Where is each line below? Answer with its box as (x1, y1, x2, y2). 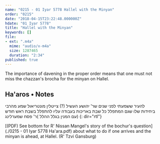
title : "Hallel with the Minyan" (5, 25, 73, 30)
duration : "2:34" (9, 52, 45, 58)
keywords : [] (5, 30, 32, 35)
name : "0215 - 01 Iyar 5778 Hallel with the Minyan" (5, 7, 115, 12)
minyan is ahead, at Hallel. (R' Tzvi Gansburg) (5, 133, 97, 140)
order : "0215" (5, 12, 34, 17)
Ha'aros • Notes (5, 90, 54, 98)
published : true (5, 57, 38, 62)
